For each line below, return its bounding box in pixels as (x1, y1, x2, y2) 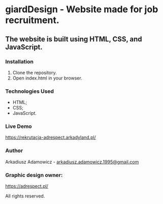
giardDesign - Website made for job (5, 4, 158, 15)
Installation (5, 58, 34, 65)
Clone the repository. (12, 69, 57, 75)
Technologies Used (5, 88, 54, 95)
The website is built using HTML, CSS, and (5, 35, 142, 43)
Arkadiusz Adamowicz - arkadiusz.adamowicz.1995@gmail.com (5, 159, 139, 165)
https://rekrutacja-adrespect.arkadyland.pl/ (5, 134, 96, 141)
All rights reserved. (5, 193, 45, 199)
